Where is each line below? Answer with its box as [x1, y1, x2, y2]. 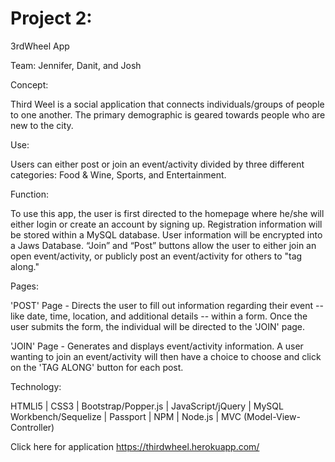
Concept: [10, 78, 49, 91]
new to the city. [10, 119, 74, 131]
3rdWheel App [10, 40, 70, 52]
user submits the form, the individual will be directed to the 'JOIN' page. [10, 320, 306, 332]
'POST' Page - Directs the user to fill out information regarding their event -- [10, 299, 324, 311]
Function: [10, 188, 50, 200]
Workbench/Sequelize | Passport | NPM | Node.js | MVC [10, 410, 242, 422]
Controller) [10, 421, 55, 433]
